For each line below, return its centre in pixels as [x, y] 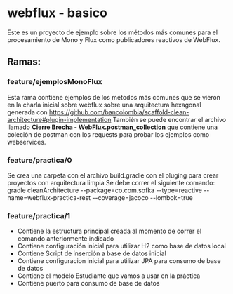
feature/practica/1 [39, 215]
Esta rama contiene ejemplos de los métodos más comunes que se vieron [114, 97]
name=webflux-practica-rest [49, 197]
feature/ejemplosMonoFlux [55, 82]
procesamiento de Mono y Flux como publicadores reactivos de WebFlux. [114, 39]
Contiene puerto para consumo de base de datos [88, 283]
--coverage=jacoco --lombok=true [142, 197]
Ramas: [24, 62]
